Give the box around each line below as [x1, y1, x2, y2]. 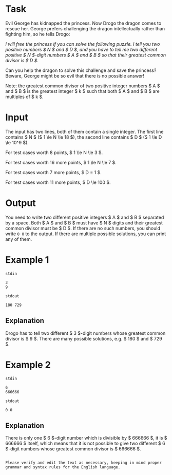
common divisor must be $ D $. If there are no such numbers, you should [5, 225, 160, 231]
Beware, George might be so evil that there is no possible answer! [5, 72, 145, 79]
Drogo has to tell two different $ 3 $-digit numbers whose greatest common [5, 330, 166, 336]
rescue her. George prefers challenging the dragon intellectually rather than [5, 25, 165, 31]
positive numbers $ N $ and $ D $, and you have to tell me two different [5, 46, 158, 52]
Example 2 [5, 359, 51, 370]
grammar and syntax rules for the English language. [5, 465, 121, 470]
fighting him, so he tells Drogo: [5, 31, 70, 37]
